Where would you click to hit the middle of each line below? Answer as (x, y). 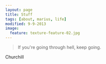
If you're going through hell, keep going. (59, 47)
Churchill (15, 57)
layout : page (19, 10)
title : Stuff (19, 14)
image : (12, 28)
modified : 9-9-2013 (26, 24)
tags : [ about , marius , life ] (36, 19)
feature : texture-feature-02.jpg (45, 33)
